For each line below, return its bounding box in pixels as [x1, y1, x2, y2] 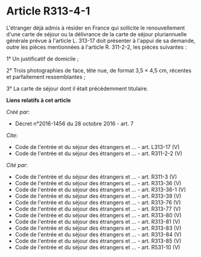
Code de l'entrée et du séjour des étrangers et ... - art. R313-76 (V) [14, 198, 181, 206]
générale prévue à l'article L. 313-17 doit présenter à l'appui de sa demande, [6, 37, 196, 44]
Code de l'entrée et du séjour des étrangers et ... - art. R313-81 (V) [14, 218, 180, 225]
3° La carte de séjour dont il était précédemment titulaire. [6, 84, 148, 92]
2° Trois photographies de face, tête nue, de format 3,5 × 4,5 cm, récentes [6, 66, 192, 74]
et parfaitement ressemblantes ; [6, 73, 86, 80]
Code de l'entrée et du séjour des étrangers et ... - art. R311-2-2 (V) [14, 150, 183, 157]
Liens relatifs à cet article [6, 97, 71, 104]
